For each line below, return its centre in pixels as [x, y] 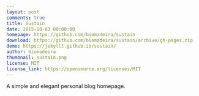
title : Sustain [26, 23]
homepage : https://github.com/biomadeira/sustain [71, 35]
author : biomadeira [31, 52]
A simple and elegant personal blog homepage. [66, 86]
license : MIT [23, 63]
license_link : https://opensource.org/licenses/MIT [73, 69]
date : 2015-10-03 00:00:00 [41, 29]
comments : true [26, 18]
